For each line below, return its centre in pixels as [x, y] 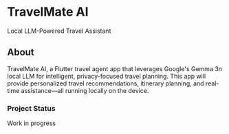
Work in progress [32, 123]
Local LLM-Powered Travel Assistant [59, 31]
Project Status [32, 108]
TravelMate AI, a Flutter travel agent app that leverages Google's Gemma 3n [115, 68]
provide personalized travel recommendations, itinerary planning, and [106, 83]
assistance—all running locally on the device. [85, 90]
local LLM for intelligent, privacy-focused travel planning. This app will [107, 76]
